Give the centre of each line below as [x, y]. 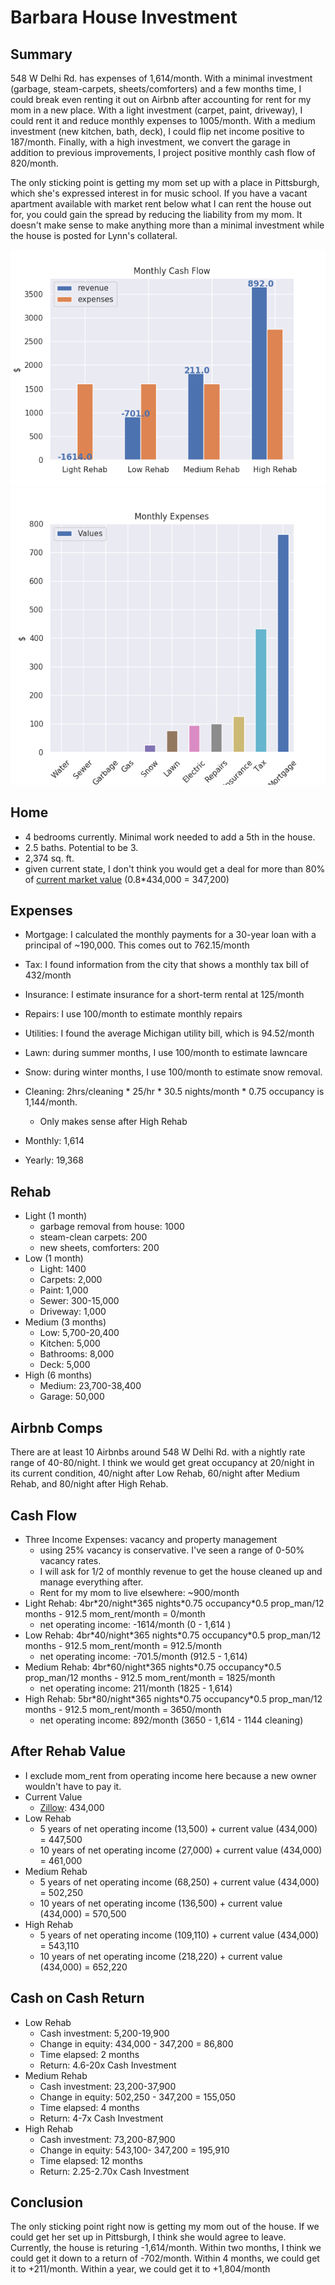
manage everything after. [91, 1582]
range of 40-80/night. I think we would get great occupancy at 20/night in [162, 1463]
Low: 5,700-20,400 [79, 1333]
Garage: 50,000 [72, 1397]
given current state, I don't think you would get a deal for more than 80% [175, 868]
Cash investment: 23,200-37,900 [108, 2086]
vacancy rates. [70, 1560]
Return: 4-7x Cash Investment [101, 2118]
